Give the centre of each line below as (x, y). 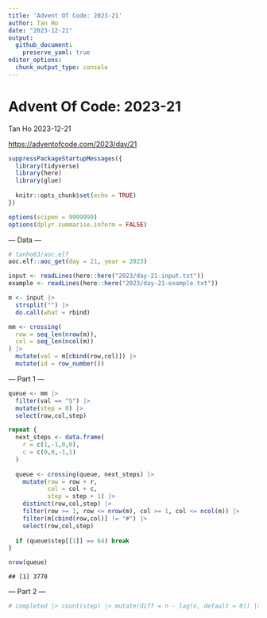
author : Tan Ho (33, 23)
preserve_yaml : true (56, 52)
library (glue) (39, 181)
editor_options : (35, 60)
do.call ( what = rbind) (53, 312)
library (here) (39, 173)
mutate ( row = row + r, (60, 481)
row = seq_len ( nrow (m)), (56, 334)
